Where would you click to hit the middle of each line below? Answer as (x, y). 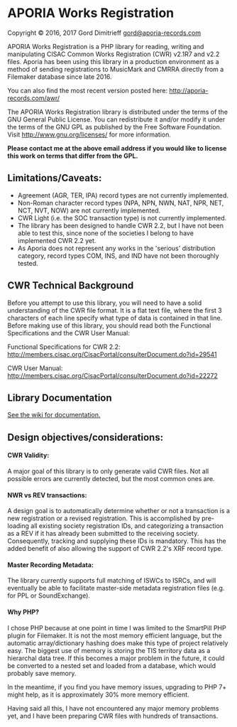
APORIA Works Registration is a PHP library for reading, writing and (106, 46)
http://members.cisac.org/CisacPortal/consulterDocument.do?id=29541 (112, 354)
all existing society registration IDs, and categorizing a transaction (127, 526)
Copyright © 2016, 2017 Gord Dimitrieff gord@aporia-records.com (104, 33)
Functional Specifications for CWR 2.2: (64, 347)
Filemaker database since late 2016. (60, 77)
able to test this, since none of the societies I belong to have (105, 233)
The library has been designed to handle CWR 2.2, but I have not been (120, 225)
